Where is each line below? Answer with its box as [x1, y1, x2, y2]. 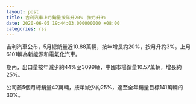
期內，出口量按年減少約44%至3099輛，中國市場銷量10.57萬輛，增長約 [6, 63, 182, 71]
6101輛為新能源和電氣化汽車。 [6, 51, 81, 58]
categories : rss [6, 25, 47, 32]
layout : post [6, 8, 39, 15]
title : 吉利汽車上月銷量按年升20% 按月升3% [6, 15, 107, 21]
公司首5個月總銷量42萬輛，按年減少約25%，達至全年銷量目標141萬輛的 [6, 84, 183, 91]
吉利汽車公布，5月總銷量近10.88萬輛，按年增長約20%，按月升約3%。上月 [6, 43, 191, 50]
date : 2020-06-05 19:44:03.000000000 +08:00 [6, 20, 120, 26]
